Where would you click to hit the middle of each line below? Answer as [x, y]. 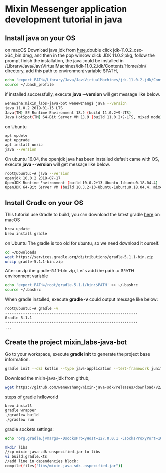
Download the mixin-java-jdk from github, [47, 378]
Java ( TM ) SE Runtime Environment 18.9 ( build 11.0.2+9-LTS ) [68, 113]
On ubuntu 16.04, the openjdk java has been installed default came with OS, [82, 159]
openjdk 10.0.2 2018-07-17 [33, 178]
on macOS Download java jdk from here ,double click [59, 50]
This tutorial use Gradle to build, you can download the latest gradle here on [82, 215]
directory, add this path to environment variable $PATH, [62, 71]
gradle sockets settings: [30, 429]
